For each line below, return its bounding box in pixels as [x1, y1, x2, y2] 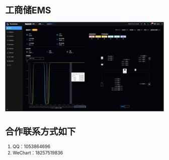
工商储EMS [5, 5, 51, 16]
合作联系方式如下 [5, 126, 76, 137]
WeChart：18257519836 [12, 150, 63, 156]
